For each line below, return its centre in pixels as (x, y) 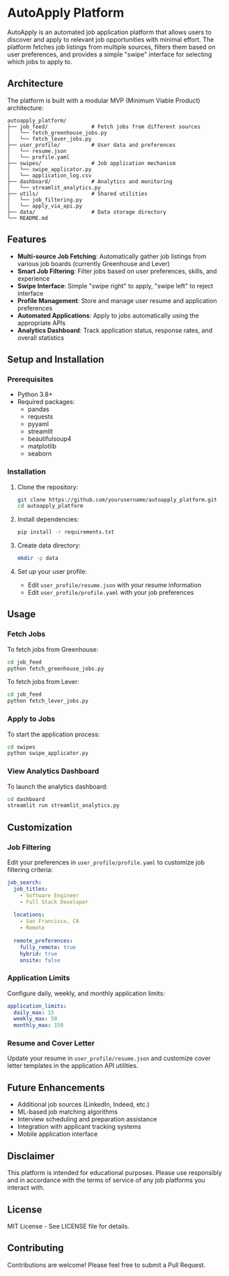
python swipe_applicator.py (48, 754)
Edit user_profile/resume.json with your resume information (114, 585)
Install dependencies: (48, 520)
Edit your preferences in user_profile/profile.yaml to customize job (106, 862)
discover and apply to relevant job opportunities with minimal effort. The (111, 39)
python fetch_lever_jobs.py (48, 701)
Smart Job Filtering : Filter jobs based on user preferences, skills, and (117, 271)
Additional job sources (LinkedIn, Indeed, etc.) (83, 1105)
